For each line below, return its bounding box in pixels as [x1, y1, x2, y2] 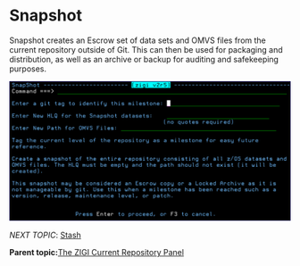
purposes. [9, 63, 47, 74]
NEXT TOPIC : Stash [9, 229, 82, 241]
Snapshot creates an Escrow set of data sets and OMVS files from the [9, 35, 266, 46]
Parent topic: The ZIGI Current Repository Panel [9, 247, 185, 258]
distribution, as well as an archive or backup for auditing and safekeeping [9, 54, 279, 64]
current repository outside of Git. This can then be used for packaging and [9, 44, 283, 54]
